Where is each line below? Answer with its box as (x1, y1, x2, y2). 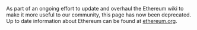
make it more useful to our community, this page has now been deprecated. (6, 11, 192, 18)
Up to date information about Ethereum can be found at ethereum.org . (6, 18, 177, 24)
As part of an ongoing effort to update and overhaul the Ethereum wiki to (6, 5, 184, 12)
